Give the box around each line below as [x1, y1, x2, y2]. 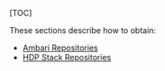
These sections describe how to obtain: [9, 25, 156, 35]
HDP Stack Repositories [22, 52, 112, 62]
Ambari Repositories [22, 42, 98, 53]
